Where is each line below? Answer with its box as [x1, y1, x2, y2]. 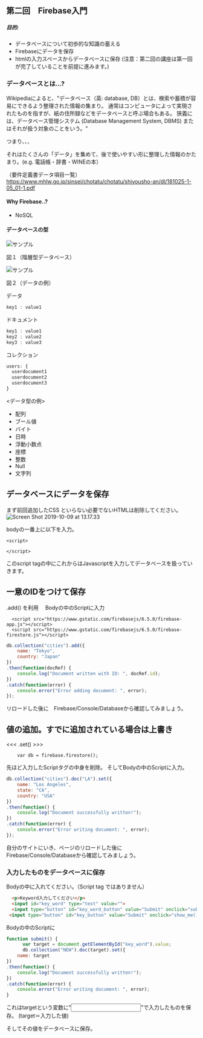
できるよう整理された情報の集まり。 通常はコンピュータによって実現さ [16, 102, 193, 109]
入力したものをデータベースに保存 [6, 868, 105, 876]
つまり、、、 [6, 137, 33, 145]
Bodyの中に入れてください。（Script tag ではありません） [6, 883, 148, 890]
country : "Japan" [17, 653, 61, 660]
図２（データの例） [6, 279, 54, 286]
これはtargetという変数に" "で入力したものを [6, 1004, 186, 1011]
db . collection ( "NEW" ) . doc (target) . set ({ [22, 947, 126, 953]
